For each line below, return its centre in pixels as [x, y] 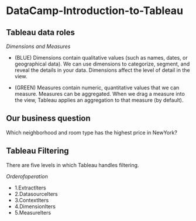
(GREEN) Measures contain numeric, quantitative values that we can [97, 88]
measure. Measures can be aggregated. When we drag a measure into [100, 94]
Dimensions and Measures [38, 46]
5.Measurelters [33, 212]
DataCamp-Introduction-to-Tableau [94, 11]
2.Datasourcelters [36, 194]
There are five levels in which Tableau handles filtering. [73, 165]
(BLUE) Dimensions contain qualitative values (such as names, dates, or [101, 58]
